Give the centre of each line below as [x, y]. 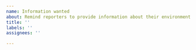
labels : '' [19, 28]
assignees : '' [24, 33]
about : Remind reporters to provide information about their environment [99, 17]
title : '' [18, 22]
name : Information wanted [38, 11]
